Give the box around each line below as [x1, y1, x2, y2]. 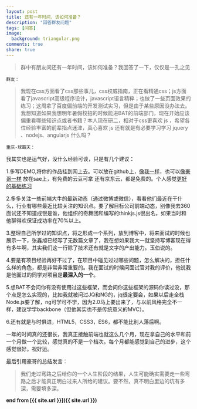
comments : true [6, 42, 43, 48]
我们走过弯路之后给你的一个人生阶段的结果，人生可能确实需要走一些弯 [20, 370, 191, 377]
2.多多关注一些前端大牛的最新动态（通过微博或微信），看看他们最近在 [6, 195, 173, 202]
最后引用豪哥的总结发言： [6, 357, 68, 364]
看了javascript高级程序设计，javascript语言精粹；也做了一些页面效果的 [20, 94, 191, 102]
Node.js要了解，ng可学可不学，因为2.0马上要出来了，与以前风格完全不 [6, 298, 178, 305]
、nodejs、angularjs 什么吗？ [20, 131, 92, 138]
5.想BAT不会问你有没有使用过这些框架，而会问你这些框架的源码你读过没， [6, 283, 185, 290]
